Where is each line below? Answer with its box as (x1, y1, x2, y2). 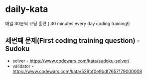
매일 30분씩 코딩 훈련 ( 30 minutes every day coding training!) (5, 20, 130, 26)
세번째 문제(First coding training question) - (5, 36, 141, 45)
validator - (12, 63, 34, 69)
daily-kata (5, 3, 48, 15)
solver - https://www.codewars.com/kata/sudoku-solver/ (12, 58, 130, 64)
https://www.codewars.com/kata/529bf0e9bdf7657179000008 (12, 68, 143, 74)
